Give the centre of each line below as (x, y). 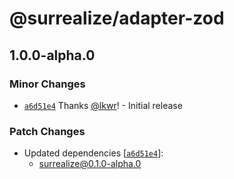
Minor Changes (47, 84)
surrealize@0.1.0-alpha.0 (90, 164)
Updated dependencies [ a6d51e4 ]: (93, 153)
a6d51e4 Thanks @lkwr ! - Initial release (103, 105)
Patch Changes (47, 131)
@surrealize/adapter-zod (117, 18)
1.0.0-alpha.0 (52, 55)
